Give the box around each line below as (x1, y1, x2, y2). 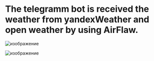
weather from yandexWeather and (5, 14, 150, 25)
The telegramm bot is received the (5, 3, 150, 15)
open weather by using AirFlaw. (5, 25, 139, 35)
